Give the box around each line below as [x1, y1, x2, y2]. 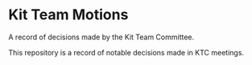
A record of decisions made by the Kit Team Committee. [8, 32, 195, 42]
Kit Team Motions [8, 6, 129, 24]
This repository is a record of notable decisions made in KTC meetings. [8, 47, 244, 57]
